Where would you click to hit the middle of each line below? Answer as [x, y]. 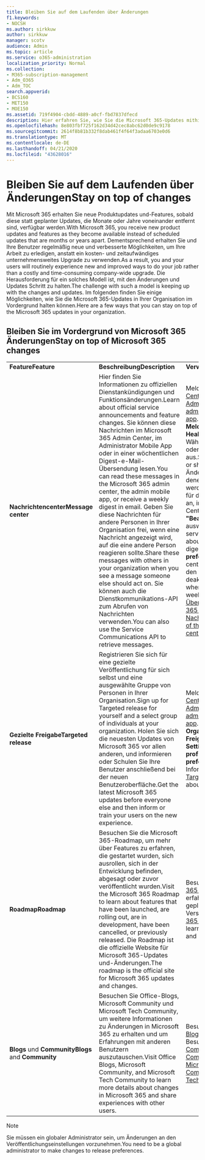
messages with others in [134, 561]
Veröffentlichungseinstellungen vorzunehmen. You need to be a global [94, 1144]
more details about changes [138, 1088]
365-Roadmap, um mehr [135, 840]
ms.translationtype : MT [37, 137]
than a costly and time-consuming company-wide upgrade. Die [86, 273]
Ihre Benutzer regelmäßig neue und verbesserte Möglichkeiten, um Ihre [96, 247]
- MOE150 [17, 109]
